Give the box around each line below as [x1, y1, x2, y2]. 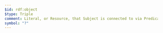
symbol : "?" [4, 20, 29, 26]
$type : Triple [4, 12, 34, 16]
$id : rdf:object [4, 7, 37, 12]
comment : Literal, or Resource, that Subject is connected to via [4, 16, 142, 21]
